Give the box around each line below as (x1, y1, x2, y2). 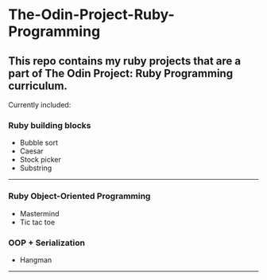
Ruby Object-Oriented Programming (8, 191, 151, 202)
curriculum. (8, 79, 68, 92)
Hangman (19, 255, 52, 264)
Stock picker (19, 155, 61, 165)
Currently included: (8, 100, 72, 109)
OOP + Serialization (8, 237, 86, 248)
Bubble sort (19, 138, 58, 148)
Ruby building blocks (8, 119, 91, 130)
